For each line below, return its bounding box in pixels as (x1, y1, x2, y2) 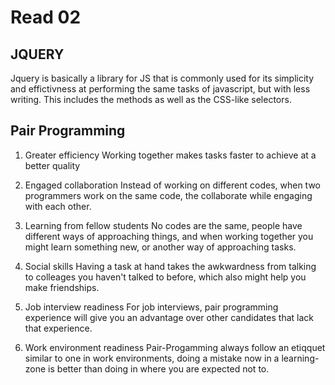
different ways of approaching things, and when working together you (24, 230, 314, 242)
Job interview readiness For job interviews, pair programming (24, 301, 279, 313)
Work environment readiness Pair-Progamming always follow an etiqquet (24, 341, 326, 353)
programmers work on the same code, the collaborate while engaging (24, 189, 313, 201)
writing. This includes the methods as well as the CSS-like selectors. (10, 94, 292, 105)
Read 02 (10, 6, 82, 29)
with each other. (24, 200, 92, 212)
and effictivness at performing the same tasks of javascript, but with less (10, 83, 311, 95)
